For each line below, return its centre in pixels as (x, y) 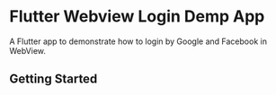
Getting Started (53, 79)
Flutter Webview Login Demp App (137, 17)
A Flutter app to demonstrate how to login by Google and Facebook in (138, 41)
